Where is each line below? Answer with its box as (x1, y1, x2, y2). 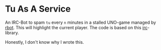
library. (5, 30, 19, 35)
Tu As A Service (5, 3, 71, 15)
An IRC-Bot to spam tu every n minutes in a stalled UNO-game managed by (5, 19, 157, 25)
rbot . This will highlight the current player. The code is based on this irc (5, 24, 148, 30)
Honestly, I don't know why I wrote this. (5, 39, 84, 45)
